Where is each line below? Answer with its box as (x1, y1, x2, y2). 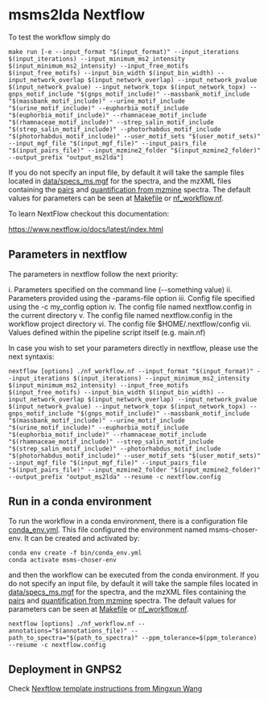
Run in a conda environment (8, 495, 152, 509)
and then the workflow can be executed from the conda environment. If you (8, 570, 259, 579)
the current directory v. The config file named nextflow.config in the (8, 310, 233, 320)
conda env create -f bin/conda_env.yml (8, 549, 142, 557)
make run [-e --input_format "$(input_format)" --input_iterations (8, 47, 240, 56)
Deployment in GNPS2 (8, 662, 122, 676)
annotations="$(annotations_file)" (8, 626, 128, 635)
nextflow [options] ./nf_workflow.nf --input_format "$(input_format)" (8, 367, 254, 375)
